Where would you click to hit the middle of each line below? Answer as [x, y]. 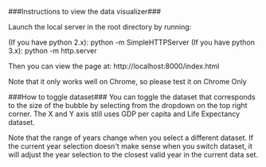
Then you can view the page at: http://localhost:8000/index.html [114, 66]
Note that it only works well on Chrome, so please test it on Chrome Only [127, 82]
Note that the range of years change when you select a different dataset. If [131, 138]
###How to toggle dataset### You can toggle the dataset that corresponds [132, 97]
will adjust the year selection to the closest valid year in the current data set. [133, 155]
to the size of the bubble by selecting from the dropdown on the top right [128, 105]
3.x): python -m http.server [53, 50]
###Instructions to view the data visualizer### [85, 12]
